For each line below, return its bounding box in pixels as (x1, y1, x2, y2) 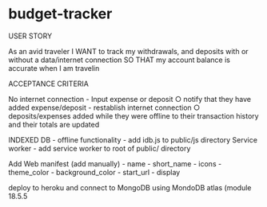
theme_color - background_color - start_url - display (8, 167, 181, 177)
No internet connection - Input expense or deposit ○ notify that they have (8, 94, 252, 103)
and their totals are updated (8, 119, 100, 129)
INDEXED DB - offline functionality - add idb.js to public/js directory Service (8, 135, 258, 144)
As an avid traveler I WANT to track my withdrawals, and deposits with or (8, 46, 249, 56)
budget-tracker (8, 5, 113, 23)
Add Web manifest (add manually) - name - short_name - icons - (8, 158, 222, 168)
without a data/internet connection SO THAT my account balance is (8, 55, 230, 64)
